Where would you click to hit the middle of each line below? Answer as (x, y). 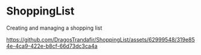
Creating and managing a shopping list (54, 28)
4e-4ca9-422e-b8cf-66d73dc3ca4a (52, 46)
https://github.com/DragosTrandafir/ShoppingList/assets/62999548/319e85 (101, 39)
